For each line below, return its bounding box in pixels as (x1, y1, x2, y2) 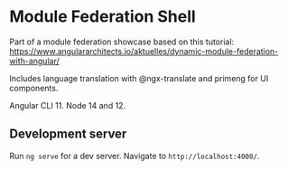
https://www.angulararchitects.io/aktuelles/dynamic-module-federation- (9, 45, 279, 56)
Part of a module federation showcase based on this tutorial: (9, 36, 235, 47)
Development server (9, 127, 127, 142)
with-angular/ (9, 55, 60, 66)
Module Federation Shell (9, 6, 196, 27)
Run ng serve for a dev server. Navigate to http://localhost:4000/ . (9, 150, 260, 161)
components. (9, 82, 59, 93)
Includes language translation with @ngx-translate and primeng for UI (9, 72, 269, 83)
